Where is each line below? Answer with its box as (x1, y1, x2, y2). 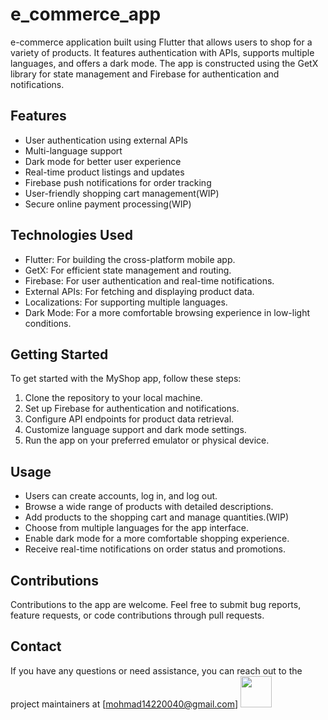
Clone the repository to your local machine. (24, 392, 203, 404)
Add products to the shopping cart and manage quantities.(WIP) (24, 511, 290, 523)
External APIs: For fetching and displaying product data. (24, 285, 255, 297)
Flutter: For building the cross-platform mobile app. (24, 253, 236, 265)
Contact (10, 638, 62, 655)
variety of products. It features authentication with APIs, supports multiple (10, 46, 315, 58)
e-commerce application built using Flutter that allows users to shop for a (10, 36, 313, 48)
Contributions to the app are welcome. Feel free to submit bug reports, (10, 599, 302, 610)
